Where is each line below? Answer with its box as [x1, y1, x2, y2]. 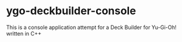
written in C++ [6, 30, 42, 37]
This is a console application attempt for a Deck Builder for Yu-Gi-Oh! [6, 24, 177, 31]
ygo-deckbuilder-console [6, 4, 136, 18]
